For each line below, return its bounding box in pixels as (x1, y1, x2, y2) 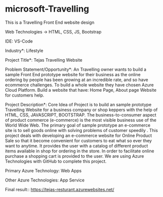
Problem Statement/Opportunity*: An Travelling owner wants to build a (5, 66, 147, 72)
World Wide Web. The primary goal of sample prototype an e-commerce (5, 122, 151, 128)
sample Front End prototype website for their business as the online (5, 71, 141, 77)
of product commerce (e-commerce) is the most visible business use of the (5, 117, 157, 123)
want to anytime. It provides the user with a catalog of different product (5, 143, 148, 148)
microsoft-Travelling (5, 3, 89, 15)
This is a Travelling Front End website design (5, 19, 95, 25)
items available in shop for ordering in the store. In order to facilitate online (5, 148, 154, 154)
